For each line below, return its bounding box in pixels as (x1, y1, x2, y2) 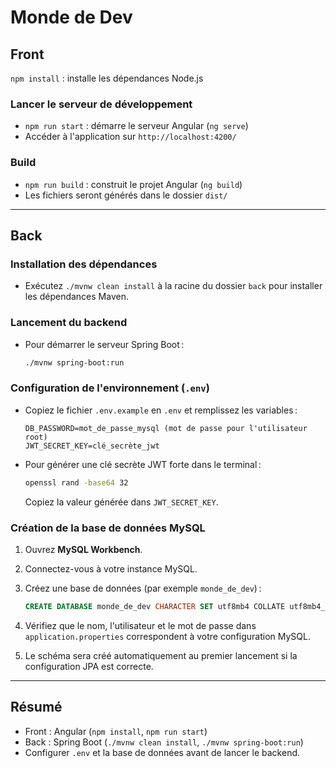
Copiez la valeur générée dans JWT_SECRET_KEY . (24, 496, 219, 508)
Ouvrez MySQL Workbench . (24, 543, 143, 555)
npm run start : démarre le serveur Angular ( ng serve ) (24, 120, 249, 132)
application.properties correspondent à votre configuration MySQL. (24, 630, 311, 642)
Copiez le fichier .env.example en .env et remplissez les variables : (24, 404, 298, 416)
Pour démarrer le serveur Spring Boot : (24, 338, 185, 350)
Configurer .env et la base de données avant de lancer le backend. (24, 746, 301, 758)
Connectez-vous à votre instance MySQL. (24, 562, 198, 575)
